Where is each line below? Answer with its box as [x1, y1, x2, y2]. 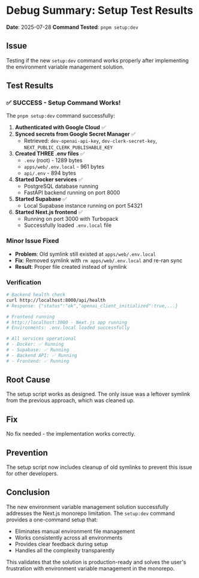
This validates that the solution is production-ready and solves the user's [6, 558, 186, 565]
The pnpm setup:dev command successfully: [6, 112, 115, 119]
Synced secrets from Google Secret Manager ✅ [14, 130, 136, 138]
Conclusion [6, 487, 50, 498]
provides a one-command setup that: [6, 516, 98, 523]
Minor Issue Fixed [6, 236, 59, 245]
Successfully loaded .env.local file [23, 221, 112, 229]
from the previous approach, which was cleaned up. [6, 397, 135, 404]
